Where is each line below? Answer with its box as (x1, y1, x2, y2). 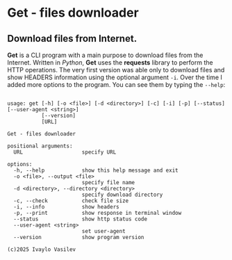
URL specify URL (13, 149, 117, 156)
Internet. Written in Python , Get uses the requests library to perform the (7, 58, 213, 67)
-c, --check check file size (13, 197, 129, 204)
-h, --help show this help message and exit (13, 167, 179, 174)
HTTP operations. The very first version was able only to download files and (7, 66, 225, 74)
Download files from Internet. (7, 33, 138, 44)
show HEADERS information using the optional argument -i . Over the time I (7, 73, 222, 81)
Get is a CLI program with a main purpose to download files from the (7, 51, 204, 59)
